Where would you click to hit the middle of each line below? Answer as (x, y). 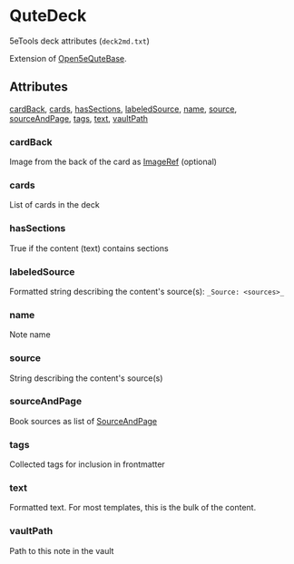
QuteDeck (48, 16)
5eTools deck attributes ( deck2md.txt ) (79, 41)
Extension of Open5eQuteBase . (68, 58)
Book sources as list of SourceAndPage (83, 421)
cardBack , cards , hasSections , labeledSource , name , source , (123, 109)
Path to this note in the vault (62, 550)
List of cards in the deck (54, 205)
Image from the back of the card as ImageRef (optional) (113, 162)
